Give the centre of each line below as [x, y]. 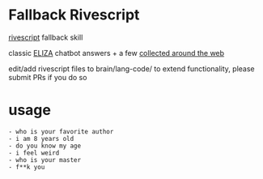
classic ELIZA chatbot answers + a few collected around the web [117, 53]
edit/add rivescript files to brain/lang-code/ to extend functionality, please [131, 68]
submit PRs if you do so [48, 77]
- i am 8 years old [41, 139]
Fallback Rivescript [74, 15]
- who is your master [45, 160]
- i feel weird [34, 153]
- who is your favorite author [61, 131]
